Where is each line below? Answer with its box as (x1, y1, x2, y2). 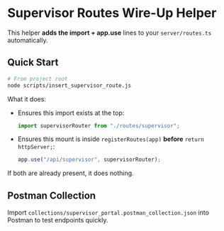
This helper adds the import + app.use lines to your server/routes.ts (7, 28, 212, 37)
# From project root (7, 75, 69, 82)
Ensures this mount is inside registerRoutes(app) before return (17, 135, 204, 143)
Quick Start (7, 57, 59, 69)
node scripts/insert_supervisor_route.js (7, 81, 132, 89)
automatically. (7, 35, 48, 44)
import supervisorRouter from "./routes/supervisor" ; (17, 122, 180, 129)
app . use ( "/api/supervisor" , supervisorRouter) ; (17, 156, 162, 164)
